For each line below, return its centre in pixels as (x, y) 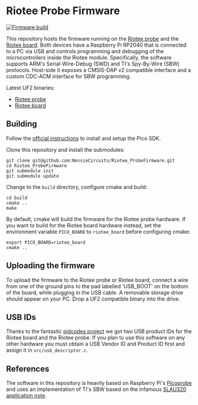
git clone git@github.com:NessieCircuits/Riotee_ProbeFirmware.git (91, 161)
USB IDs (21, 317)
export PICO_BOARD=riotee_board (46, 242)
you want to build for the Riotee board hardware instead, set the (84, 225)
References (28, 369)
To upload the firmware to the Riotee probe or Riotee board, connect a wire (97, 280)
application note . (27, 396)
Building (22, 124)
